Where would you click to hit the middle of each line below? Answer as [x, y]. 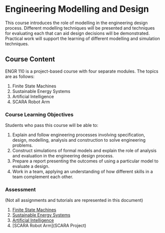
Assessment [20, 190]
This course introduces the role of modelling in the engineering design [76, 23]
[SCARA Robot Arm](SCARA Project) [49, 226]
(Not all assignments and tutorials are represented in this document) [74, 200]
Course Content [30, 59]
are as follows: [20, 76]
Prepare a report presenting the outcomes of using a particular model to [85, 161]
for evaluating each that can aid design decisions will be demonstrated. [78, 33]
